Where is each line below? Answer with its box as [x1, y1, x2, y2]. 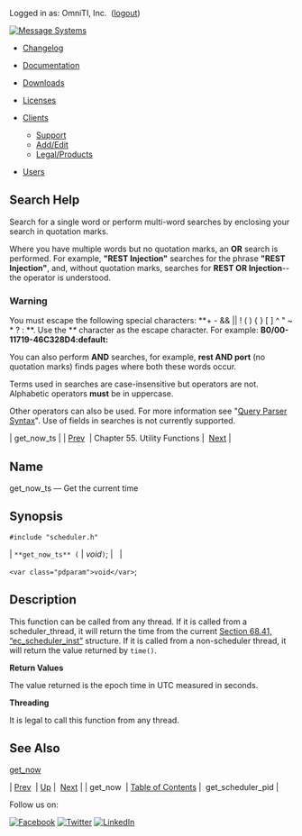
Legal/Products [35, 149, 93, 159]
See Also [9, 741, 60, 756]
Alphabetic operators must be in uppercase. [9, 388, 174, 399]
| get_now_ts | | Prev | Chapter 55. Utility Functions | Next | [9, 432, 232, 444]
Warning [9, 295, 48, 307]
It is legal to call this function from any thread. [9, 714, 180, 725]
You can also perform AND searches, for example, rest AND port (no [9, 351, 266, 363]
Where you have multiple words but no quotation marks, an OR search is [9, 243, 279, 254]
